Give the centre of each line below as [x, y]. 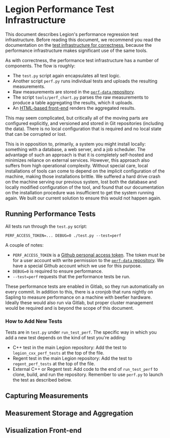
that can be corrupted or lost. [36, 134]
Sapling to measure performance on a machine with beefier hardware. [79, 297]
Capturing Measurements [47, 396]
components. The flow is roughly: [40, 66]
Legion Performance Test [60, 9]
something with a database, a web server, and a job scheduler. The [75, 149]
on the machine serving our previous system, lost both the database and [81, 182]
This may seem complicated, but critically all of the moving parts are [77, 118]
